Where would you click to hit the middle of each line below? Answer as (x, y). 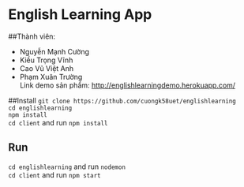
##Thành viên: (32, 36)
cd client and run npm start (54, 174)
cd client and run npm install (58, 122)
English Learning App (80, 15)
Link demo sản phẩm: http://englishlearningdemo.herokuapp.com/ (127, 85)
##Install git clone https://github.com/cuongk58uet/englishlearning (122, 100)
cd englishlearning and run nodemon (67, 166)
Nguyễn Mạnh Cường (54, 51)
